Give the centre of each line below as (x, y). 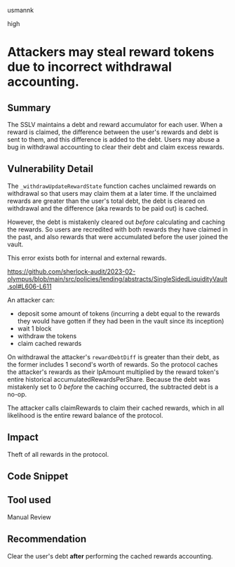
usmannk (21, 10)
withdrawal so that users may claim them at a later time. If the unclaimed (112, 193)
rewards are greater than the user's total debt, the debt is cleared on (106, 201)
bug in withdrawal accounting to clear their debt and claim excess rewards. (116, 147)
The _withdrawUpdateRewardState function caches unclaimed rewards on (112, 186)
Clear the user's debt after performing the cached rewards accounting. (110, 556)
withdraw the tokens (47, 335)
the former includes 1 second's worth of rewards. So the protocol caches (113, 364)
